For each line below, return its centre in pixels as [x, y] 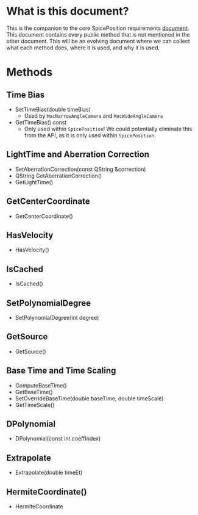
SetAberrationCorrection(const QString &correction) [80, 169]
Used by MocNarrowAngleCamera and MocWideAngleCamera [94, 116]
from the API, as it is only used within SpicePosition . [90, 135]
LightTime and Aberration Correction [78, 155]
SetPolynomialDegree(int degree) [57, 318]
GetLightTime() [34, 182]
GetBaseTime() [34, 392]
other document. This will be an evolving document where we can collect [98, 41]
